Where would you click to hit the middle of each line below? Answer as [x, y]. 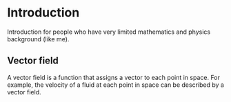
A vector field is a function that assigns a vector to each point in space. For [114, 77]
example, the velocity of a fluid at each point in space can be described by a [115, 85]
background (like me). [38, 39]
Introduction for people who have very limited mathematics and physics [109, 32]
